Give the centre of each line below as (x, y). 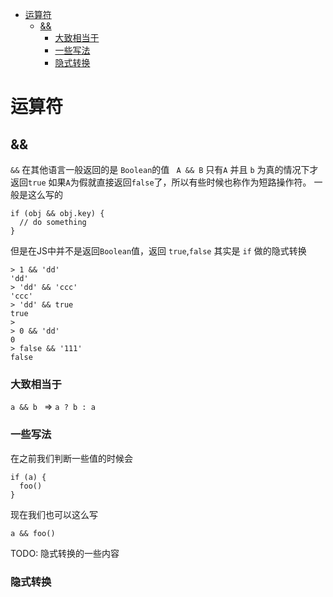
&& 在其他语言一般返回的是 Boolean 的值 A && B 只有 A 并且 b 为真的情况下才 (164, 169)
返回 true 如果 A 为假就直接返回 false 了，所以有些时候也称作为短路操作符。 (161, 182)
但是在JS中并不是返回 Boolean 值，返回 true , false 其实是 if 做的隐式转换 (158, 251)
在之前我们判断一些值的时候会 (71, 458)
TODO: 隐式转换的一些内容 (65, 553)
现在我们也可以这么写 (54, 514)
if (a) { (28, 477)
